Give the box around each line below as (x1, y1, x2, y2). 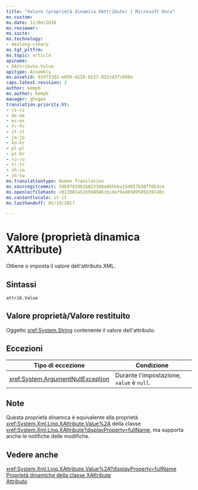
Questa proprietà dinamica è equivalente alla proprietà (6, 414, 138, 421)
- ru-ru (6, 156, 25, 162)
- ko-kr (6, 139, 25, 146)
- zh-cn (6, 167, 25, 174)
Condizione (135, 361, 169, 369)
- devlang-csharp (6, 42, 49, 48)
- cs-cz (6, 107, 25, 113)
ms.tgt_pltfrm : (6, 47, 44, 53)
